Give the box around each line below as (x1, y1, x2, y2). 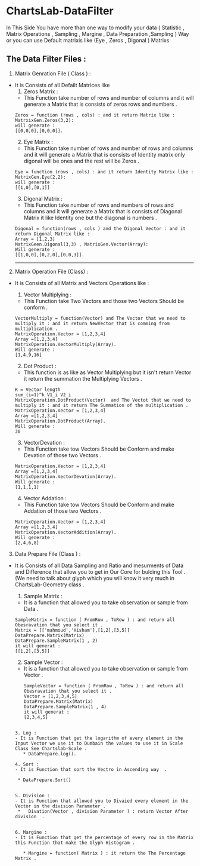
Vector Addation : (23, 494, 67, 501)
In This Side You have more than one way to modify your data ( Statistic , (6, 24, 185, 31)
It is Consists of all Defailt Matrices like (14, 81, 110, 88)
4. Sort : (14, 761, 40, 767)
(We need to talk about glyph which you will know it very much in (14, 574, 174, 582)
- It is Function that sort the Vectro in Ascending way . (14, 766, 167, 772)
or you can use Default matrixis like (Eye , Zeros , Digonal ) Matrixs (6, 36, 170, 44)
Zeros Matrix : (23, 88, 58, 95)
